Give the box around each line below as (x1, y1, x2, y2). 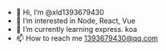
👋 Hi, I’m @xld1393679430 (15, 8, 104, 17)
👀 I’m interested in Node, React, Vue (15, 16, 136, 25)
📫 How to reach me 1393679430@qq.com (15, 33, 159, 43)
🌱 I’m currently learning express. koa (15, 25, 138, 33)
